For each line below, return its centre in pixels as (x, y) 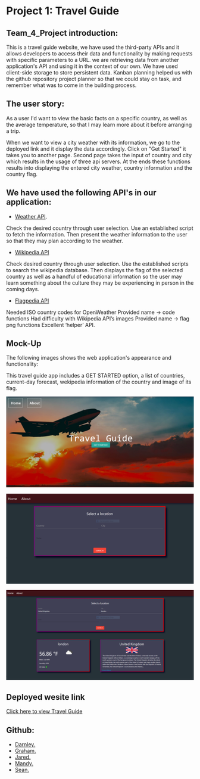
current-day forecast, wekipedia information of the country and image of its (99, 382)
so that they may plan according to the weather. (65, 241)
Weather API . (31, 216)
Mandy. (24, 763)
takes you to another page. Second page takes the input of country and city (99, 155)
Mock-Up (24, 344)
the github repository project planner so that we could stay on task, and (94, 79)
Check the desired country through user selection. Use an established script (100, 228)
